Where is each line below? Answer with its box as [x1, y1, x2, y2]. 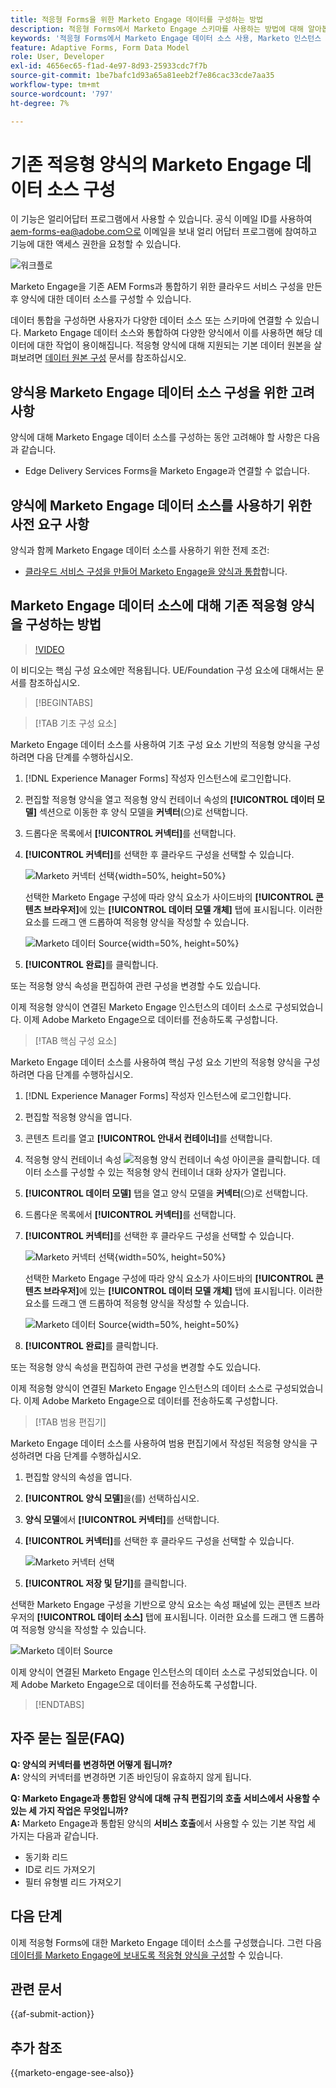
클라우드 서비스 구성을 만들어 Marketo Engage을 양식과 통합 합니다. [24, 566, 288, 578]
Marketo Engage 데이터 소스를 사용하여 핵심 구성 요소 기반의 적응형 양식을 [10, 1056, 302, 1068]
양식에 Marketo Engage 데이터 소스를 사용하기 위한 [10, 497, 312, 514]
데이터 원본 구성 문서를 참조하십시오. [44, 352, 187, 364]
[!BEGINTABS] [34, 696, 94, 708]
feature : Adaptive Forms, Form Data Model [10, 42, 190, 53]
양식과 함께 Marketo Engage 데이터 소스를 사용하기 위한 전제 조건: [10, 544, 270, 556]
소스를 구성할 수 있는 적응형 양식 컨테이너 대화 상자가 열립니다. [43, 1166, 287, 1178]
